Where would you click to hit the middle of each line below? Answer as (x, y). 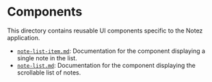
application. (24, 37)
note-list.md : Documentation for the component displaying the (106, 65)
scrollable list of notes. (49, 73)
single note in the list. (47, 58)
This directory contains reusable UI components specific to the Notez (105, 30)
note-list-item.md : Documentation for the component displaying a (111, 51)
